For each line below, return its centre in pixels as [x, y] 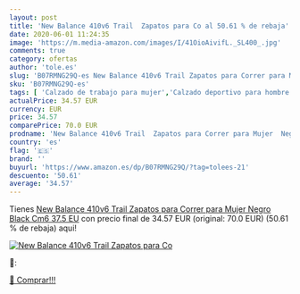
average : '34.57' [42, 184]
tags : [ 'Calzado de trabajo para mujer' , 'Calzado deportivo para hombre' [151, 92]
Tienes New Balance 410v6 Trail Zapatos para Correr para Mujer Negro [140, 209]
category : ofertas [43, 59]
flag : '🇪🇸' [31, 150]
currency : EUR [36, 109]
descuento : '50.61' [46, 175]
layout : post [33, 17]
